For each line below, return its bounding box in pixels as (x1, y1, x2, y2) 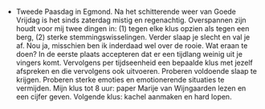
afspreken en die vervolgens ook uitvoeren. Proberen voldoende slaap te (15, 67, 257, 75)
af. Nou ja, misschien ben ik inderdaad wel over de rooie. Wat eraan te (15, 41, 248, 50)
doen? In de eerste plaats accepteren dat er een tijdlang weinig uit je (15, 50, 243, 59)
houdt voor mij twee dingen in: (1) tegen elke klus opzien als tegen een (15, 24, 250, 33)
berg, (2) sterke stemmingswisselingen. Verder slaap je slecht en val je (15, 32, 251, 42)
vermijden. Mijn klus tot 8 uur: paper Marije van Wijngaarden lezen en (15, 83, 247, 93)
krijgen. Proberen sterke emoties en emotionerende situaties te (15, 75, 225, 84)
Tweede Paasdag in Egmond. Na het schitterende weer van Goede (15, 7, 237, 16)
